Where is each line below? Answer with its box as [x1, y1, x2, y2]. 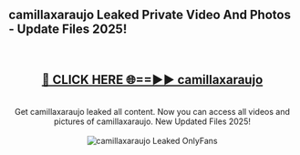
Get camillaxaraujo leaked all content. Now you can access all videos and [14, 106, 291, 117]
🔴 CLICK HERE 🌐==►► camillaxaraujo [41, 72, 264, 88]
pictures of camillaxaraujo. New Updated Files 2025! [53, 116, 252, 127]
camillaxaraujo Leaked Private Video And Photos [8, 7, 291, 23]
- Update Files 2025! [8, 22, 128, 37]
